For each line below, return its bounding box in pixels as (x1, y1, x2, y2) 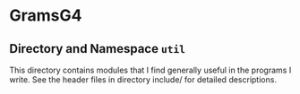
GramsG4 (9, 5, 82, 26)
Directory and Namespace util (9, 41, 186, 56)
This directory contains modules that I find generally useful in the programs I (9, 64, 292, 75)
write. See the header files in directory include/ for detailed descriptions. (9, 74, 278, 85)
